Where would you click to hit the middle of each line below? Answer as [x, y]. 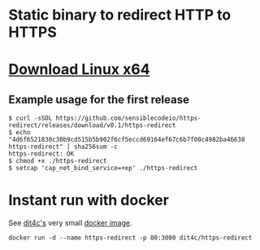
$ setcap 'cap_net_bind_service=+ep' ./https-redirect [103, 169]
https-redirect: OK [41, 154]
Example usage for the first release [99, 99]
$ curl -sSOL [30, 118]
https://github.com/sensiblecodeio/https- [128, 118]
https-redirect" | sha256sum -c [63, 147]
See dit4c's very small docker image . [70, 223]
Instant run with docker [89, 200]
